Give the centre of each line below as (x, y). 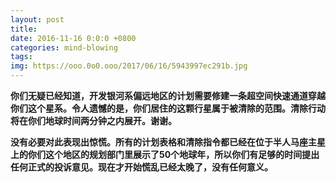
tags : (21, 57)
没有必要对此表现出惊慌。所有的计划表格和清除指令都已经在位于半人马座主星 (168, 142)
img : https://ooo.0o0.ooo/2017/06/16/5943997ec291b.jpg (129, 66)
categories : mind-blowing (64, 47)
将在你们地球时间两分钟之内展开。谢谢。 (93, 120)
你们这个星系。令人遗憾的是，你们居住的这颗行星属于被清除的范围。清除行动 (168, 108)
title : (24, 29)
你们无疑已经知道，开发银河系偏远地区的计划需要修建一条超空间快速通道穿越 (168, 95)
